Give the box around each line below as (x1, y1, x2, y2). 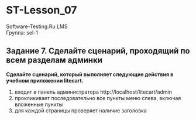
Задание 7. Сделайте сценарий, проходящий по (6, 46, 190, 56)
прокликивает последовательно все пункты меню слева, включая (14, 94, 181, 101)
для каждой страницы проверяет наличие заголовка (14, 107, 147, 114)
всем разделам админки (6, 55, 102, 65)
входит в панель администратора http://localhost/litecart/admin (14, 88, 173, 95)
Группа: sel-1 (6, 29, 38, 36)
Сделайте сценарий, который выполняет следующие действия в (6, 71, 174, 78)
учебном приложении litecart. (6, 77, 84, 84)
